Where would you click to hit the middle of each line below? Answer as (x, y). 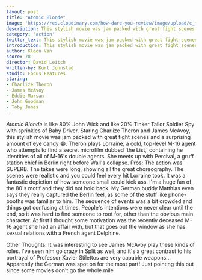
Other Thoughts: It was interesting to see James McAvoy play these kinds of (101, 244)
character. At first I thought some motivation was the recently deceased (95, 220)
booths (15, 201)
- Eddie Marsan (25, 96)
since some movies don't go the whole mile (60, 270)
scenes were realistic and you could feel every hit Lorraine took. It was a (96, 175)
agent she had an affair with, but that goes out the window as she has (99, 226)
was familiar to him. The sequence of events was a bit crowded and (109, 201)
